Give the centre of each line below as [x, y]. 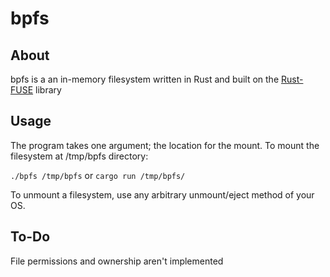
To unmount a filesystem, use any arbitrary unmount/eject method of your [162, 194]
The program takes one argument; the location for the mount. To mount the [165, 145]
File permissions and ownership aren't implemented [117, 261]
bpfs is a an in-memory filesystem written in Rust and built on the [145, 79]
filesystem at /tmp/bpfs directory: [79, 156]
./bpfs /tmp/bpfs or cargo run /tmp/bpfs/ [98, 175]
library [48, 90]
